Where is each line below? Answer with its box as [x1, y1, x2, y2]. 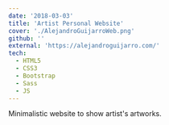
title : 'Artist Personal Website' [8, 19, 125, 27]
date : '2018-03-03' [8, 11, 74, 20]
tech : [8, 49, 27, 57]
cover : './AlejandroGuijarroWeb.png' [8, 27, 135, 35]
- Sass [15, 79, 38, 87]
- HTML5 [15, 57, 42, 65]
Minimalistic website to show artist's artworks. [8, 109, 163, 119]
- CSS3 [15, 65, 38, 73]
